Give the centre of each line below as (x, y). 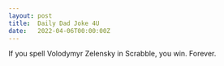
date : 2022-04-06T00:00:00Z (60, 31)
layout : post (30, 16)
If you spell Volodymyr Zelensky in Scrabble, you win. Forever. (112, 54)
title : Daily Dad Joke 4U (54, 23)
